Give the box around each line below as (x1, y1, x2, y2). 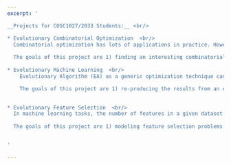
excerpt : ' (7, 10, 38, 17)
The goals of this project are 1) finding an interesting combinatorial (13, 54, 226, 61)
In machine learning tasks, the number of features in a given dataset (13, 110, 223, 117)
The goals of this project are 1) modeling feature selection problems (13, 123, 223, 130)
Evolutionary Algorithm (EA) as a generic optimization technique (19, 73, 214, 79)
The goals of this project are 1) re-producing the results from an (19, 85, 220, 92)
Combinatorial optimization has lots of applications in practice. (13, 41, 211, 48)
